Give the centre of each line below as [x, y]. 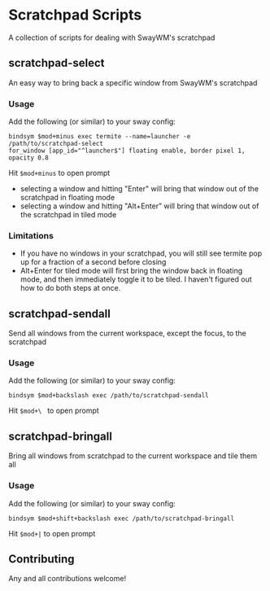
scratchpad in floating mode [67, 198]
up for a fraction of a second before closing [93, 262]
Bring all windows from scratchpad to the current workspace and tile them [133, 456]
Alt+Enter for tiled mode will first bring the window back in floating [131, 271]
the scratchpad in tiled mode [68, 215]
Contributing [41, 559]
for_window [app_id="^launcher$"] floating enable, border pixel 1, [127, 151]
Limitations [31, 235]
